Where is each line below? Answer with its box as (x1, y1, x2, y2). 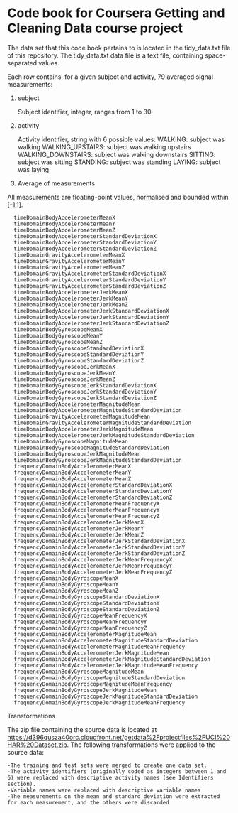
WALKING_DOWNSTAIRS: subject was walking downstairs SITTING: (17, 150, 216, 158)
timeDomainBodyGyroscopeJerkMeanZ (13, 375, 115, 383)
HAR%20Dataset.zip (7, 741, 67, 749)
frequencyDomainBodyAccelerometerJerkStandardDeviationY (13, 544, 186, 551)
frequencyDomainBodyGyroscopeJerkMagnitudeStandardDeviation (13, 693, 198, 700)
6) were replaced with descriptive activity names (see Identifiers (7, 774, 214, 781)
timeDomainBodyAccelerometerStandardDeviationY (13, 239, 157, 246)
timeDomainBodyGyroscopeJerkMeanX (13, 363, 115, 370)
